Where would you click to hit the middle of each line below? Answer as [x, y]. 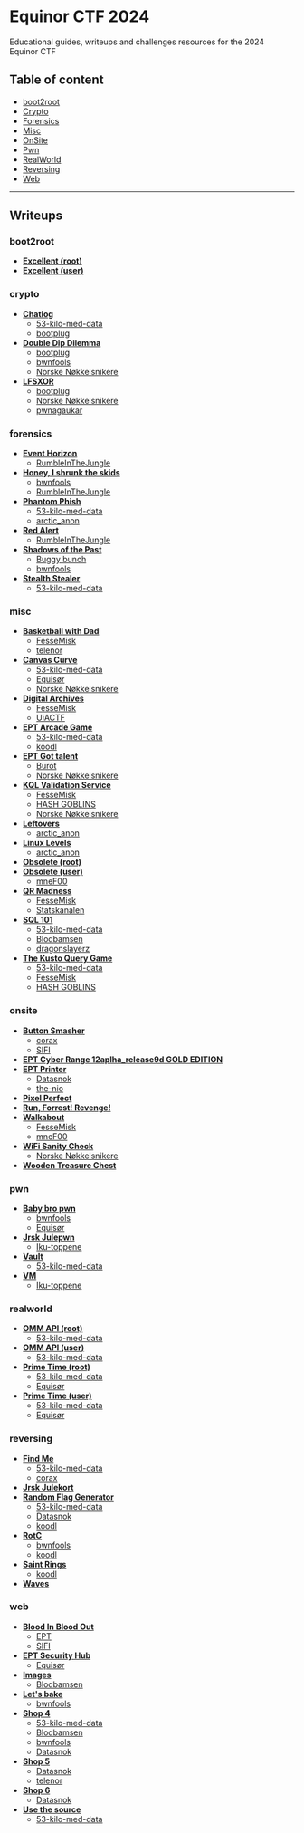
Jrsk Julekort [48, 1487]
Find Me [38, 1458]
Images [37, 1675]
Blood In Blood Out [58, 1627]
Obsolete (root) [52, 862]
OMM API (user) [53, 1348]
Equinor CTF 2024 [80, 17]
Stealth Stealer [51, 579]
